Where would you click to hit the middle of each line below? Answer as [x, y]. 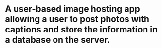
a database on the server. [58, 40]
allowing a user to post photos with [77, 19]
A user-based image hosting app [72, 9]
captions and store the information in [81, 30]
